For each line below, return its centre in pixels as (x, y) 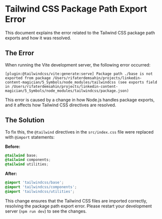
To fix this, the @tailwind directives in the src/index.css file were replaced (79, 132)
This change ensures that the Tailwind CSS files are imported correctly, (76, 201)
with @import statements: (30, 137)
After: (11, 174)
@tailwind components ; (28, 160)
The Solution (25, 120)
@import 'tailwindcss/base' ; (34, 183)
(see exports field (138, 82)
